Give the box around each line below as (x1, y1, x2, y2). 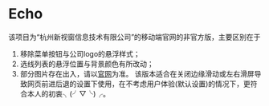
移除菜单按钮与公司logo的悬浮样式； (19, 49, 141, 58)
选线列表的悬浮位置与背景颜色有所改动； (19, 59, 154, 69)
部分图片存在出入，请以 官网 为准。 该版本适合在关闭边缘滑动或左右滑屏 (19, 69, 255, 78)
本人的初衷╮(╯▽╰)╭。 (26, 88, 111, 98)
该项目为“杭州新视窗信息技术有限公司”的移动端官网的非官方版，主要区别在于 (8, 32, 261, 41)
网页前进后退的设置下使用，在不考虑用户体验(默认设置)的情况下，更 (26, 79, 251, 88)
